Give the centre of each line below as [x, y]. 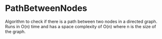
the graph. [15, 31]
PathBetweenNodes [46, 8]
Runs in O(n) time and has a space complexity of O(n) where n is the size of [81, 26]
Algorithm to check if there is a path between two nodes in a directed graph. [81, 21]
